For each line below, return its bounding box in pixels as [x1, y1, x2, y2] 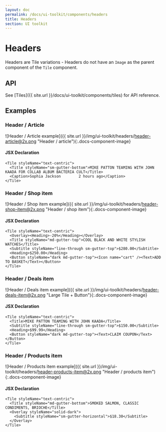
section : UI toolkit [5, 21, 48, 26]
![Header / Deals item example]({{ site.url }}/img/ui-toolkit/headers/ [5, 286, 143, 292]
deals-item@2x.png [5, 292, 46, 298]
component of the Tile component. [5, 64, 78, 70]
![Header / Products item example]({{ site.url [5, 364, 96, 370]
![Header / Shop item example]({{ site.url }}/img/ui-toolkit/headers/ [5, 201, 142, 207]
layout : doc [5, 7, 30, 12]
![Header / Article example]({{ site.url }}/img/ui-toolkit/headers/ [5, 133, 135, 139]
